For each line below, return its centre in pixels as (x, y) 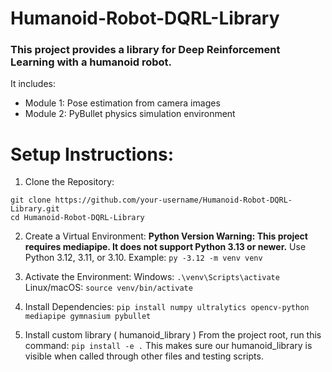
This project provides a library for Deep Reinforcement (145, 50)
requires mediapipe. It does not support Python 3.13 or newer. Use (165, 247)
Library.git (35, 209)
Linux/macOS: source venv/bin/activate (108, 288)
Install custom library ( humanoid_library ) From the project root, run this (173, 335)
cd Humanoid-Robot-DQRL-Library (77, 218)
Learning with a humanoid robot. (91, 62)
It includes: (33, 84)
